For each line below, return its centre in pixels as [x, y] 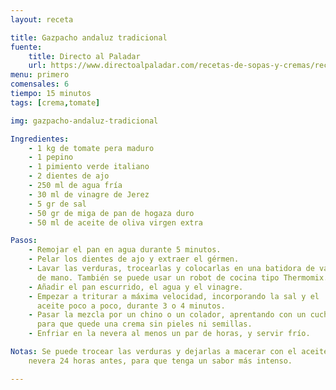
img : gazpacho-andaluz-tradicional [84, 121]
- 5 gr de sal [57, 204]
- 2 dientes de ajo [69, 176]
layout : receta [42, 19]
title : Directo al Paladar [84, 56]
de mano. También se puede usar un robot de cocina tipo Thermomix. [182, 277]
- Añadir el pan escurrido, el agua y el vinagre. [136, 287]
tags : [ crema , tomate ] [55, 102]
